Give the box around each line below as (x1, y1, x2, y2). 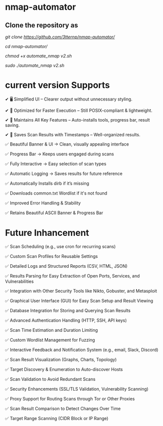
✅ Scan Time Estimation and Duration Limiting (5, 327, 98, 333)
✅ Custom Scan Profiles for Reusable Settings (5, 253, 98, 259)
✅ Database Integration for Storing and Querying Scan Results (5, 307, 131, 313)
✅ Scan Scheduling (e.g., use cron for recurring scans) (5, 243, 116, 249)
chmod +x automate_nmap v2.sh (5, 53, 72, 59)
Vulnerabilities (5, 278, 34, 284)
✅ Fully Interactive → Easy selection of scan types (5, 161, 107, 167)
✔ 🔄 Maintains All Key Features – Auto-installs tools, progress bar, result (5, 117, 150, 123)
